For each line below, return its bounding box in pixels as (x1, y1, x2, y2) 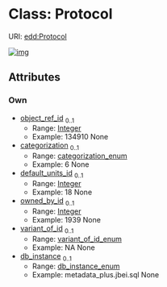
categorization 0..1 (19, 140, 79, 152)
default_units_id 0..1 (19, 168, 84, 180)
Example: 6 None (31, 160, 90, 169)
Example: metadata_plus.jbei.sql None (31, 270, 160, 280)
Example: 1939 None (31, 214, 101, 224)
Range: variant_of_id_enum (31, 234, 123, 243)
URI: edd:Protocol (8, 31, 67, 41)
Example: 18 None (31, 187, 93, 198)
